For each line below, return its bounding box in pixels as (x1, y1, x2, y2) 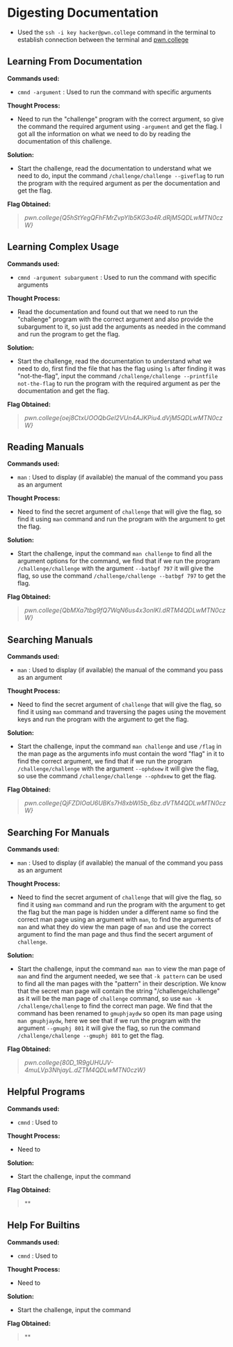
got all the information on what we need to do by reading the (17, 129, 191, 137)
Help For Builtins (7, 1219, 81, 1231)
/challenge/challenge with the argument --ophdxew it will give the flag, (17, 764, 219, 773)
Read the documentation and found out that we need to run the (17, 307, 198, 315)
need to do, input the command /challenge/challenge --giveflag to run (17, 171, 225, 179)
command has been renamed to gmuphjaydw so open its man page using (17, 1009, 223, 1017)
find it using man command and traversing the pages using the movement (17, 708, 226, 716)
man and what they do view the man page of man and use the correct (17, 923, 211, 931)
